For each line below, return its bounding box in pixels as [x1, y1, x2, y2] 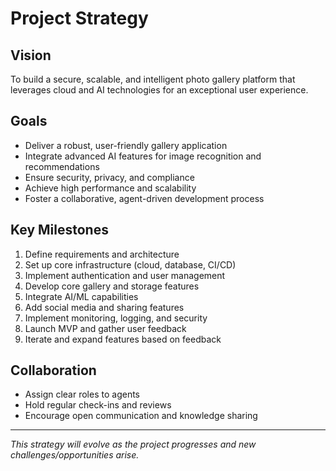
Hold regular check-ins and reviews [24, 399, 172, 411]
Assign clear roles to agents [24, 388, 140, 401]
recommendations [24, 160, 100, 172]
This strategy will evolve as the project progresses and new [10, 438, 257, 451]
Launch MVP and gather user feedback [24, 322, 187, 334]
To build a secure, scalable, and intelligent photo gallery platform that [10, 73, 296, 85]
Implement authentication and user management [24, 269, 226, 281]
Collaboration [10, 362, 97, 379]
